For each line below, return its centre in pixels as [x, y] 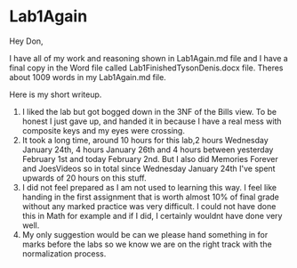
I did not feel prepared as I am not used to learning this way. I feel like [149, 187]
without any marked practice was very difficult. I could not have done [149, 206]
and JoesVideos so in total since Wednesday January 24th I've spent [148, 168]
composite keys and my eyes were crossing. [103, 130]
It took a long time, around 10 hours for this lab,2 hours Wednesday [145, 140]
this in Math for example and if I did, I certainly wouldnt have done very [152, 215]
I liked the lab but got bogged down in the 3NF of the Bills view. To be [149, 111]
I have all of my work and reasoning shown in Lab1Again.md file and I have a [149, 58]
